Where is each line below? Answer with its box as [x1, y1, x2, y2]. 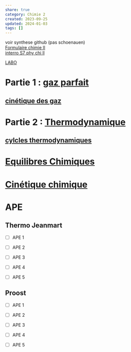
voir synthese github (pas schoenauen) [5, 39, 85, 45]
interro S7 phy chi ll [5, 50, 45, 56]
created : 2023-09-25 [5, 16, 48, 21]
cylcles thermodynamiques [5, 136, 92, 144]
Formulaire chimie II [5, 45, 46, 51]
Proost [5, 289, 26, 297]
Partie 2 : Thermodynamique [5, 116, 126, 128]
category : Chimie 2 [5, 12, 46, 17]
